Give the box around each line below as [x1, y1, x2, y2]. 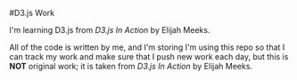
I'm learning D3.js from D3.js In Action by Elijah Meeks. [9, 25, 210, 35]
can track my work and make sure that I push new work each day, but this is [9, 52, 289, 61]
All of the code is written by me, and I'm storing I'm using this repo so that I [9, 42, 285, 52]
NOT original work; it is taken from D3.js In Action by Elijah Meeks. [9, 61, 252, 71]
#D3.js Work [9, 8, 55, 18]
